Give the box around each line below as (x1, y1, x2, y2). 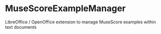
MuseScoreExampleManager (5, 3, 126, 14)
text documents (5, 24, 37, 30)
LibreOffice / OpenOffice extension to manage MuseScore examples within (5, 19, 156, 25)
